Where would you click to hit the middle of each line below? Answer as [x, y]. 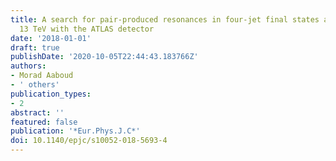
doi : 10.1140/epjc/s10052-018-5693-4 [89, 141]
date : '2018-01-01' [51, 38]
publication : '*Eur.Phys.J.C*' [75, 131]
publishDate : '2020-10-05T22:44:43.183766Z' [104, 57]
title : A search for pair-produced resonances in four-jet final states [165, 19]
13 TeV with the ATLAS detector [87, 29]
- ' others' [35, 85]
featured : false [44, 122]
